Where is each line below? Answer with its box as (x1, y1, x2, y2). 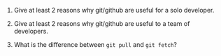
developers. (13, 27, 49, 35)
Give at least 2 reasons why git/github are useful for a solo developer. (13, 6, 215, 14)
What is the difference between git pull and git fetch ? (13, 41, 177, 48)
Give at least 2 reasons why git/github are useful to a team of (13, 20, 190, 27)
